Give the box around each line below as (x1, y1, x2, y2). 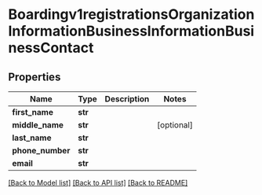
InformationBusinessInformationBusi (8, 22, 255, 40)
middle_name (12, 120, 64, 131)
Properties (8, 70, 61, 83)
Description (104, 94, 150, 104)
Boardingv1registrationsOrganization (8, 6, 255, 24)
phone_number (12, 145, 71, 156)
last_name (12, 132, 52, 143)
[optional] (156, 120, 194, 131)
